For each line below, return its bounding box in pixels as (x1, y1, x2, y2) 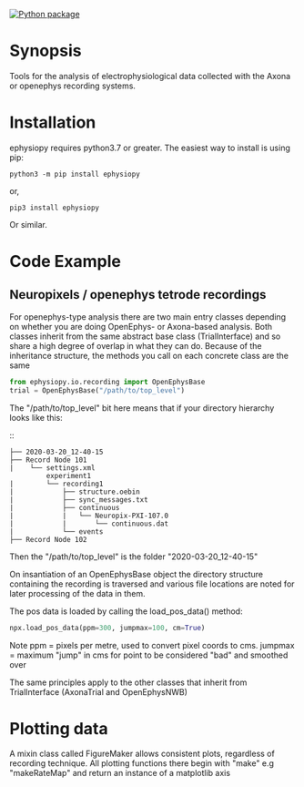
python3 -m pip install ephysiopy (9, 169, 141, 179)
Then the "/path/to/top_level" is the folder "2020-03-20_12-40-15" (9, 551, 258, 562)
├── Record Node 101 (9, 455, 88, 465)
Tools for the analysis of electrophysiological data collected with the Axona (9, 70, 291, 81)
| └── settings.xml (9, 463, 96, 473)
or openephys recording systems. (9, 80, 137, 91)
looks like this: (9, 412, 64, 423)
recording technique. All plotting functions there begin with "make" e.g (9, 758, 275, 769)
